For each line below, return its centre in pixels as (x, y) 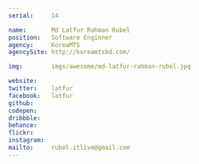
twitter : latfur (41, 88)
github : (21, 103)
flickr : (21, 133)
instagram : (26, 140)
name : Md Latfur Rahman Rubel (69, 30)
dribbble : (25, 118)
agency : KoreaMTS (44, 45)
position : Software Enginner (60, 37)
